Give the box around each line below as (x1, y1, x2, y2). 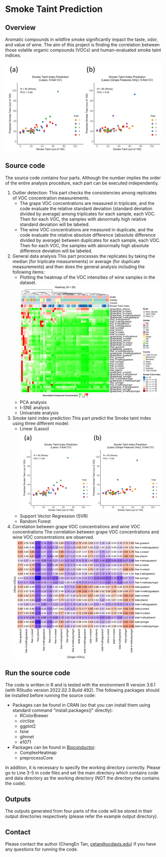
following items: (12, 269, 45, 275)
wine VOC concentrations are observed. (12, 534, 95, 540)
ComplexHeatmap (19, 750, 57, 756)
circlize (19, 718, 35, 724)
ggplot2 (19, 723, 36, 729)
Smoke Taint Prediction (5, 3, 103, 15)
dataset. (19, 280, 37, 286)
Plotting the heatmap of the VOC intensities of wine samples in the (19, 274, 155, 280)
